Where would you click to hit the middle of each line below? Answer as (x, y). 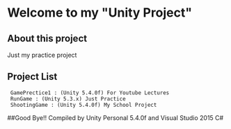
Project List (32, 77)
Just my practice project (42, 55)
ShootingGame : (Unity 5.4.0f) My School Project (83, 105)
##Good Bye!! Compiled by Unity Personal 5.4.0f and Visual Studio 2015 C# (115, 118)
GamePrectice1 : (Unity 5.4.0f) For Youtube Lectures (90, 93)
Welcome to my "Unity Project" (100, 13)
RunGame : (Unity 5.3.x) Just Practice (68, 98)
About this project (47, 38)
